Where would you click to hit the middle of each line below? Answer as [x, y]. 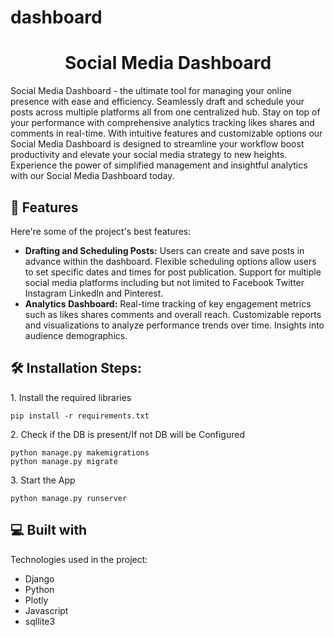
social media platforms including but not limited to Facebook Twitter [164, 282]
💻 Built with [49, 530]
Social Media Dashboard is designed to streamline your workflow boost [157, 144]
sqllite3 [40, 621]
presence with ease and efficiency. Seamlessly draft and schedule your [157, 102]
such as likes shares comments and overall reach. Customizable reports [173, 314]
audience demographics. [76, 335]
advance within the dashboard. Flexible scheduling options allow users [170, 261]
